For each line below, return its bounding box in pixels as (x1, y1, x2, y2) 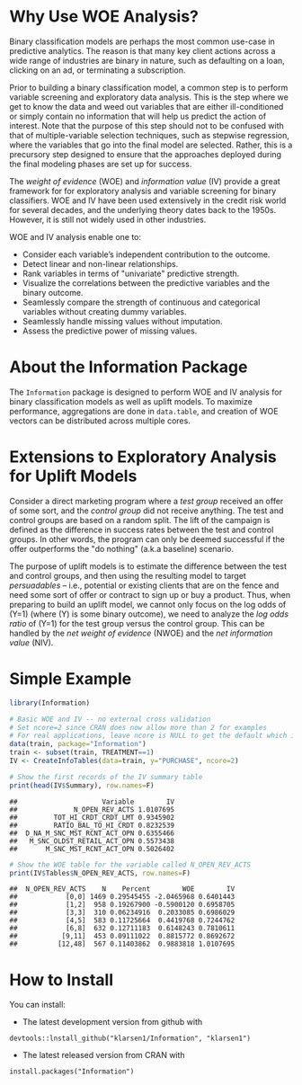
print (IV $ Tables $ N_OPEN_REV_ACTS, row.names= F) (9, 868, 191, 877)
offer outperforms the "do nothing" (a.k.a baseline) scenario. (9, 543, 234, 554)
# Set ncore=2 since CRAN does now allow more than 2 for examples (9, 723, 268, 732)
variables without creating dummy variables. (22, 306, 187, 316)
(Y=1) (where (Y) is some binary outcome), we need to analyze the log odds (9, 609, 289, 619)
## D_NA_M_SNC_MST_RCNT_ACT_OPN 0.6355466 (9, 829, 175, 838)
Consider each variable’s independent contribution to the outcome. (22, 249, 271, 260)
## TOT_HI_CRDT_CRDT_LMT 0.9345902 (9, 813, 175, 822)
